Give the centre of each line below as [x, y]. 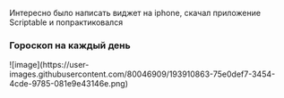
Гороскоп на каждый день [70, 45]
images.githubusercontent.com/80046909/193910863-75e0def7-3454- [142, 74]
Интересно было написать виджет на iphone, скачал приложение [135, 13]
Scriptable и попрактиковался [66, 22]
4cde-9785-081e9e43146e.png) [69, 84]
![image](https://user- [49, 65]
